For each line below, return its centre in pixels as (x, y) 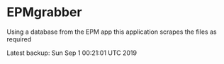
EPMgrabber (44, 12)
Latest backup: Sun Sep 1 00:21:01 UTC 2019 (72, 53)
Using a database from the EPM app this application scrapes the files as (112, 32)
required (19, 39)
